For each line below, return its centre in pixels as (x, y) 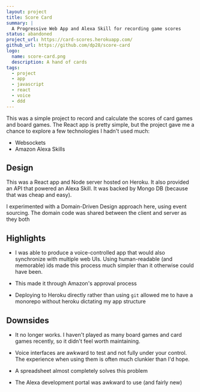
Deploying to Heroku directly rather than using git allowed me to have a (104, 295)
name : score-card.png (39, 56)
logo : (13, 51)
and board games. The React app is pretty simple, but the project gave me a (100, 124)
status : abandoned (29, 34)
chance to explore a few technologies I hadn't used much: (78, 131)
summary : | (20, 23)
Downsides (28, 320)
